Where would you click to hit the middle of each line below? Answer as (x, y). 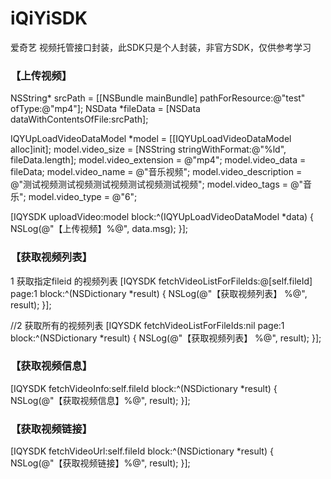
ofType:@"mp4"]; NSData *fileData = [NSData (105, 109)
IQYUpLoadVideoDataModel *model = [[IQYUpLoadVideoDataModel (151, 139)
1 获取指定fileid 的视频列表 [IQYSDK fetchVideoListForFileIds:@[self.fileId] (161, 281)
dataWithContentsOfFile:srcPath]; (79, 119)
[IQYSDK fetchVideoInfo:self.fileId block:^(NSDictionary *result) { (144, 388)
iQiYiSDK (49, 18)
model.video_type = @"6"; (83, 197)
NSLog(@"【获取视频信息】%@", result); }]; (100, 400)
